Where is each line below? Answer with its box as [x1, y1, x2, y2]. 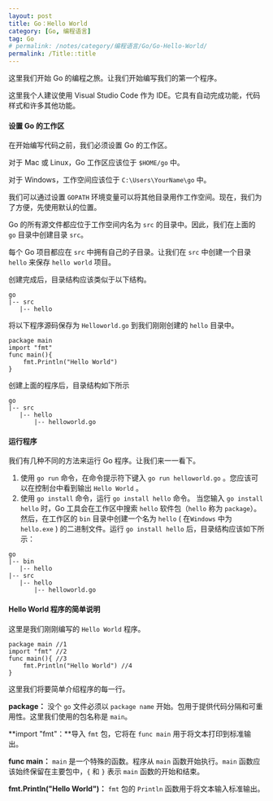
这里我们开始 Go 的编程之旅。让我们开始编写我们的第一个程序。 [8, 73, 222, 82]
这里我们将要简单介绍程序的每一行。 [8, 684, 130, 694]
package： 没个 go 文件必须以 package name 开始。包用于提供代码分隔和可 [8, 701, 256, 711]
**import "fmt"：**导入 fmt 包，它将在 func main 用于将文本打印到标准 [8, 729, 245, 738]
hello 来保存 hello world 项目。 [8, 257, 116, 267]
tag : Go [8, 34, 35, 43]
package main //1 [8, 640, 67, 648]
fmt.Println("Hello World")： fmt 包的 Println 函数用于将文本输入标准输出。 [8, 783, 265, 794]
